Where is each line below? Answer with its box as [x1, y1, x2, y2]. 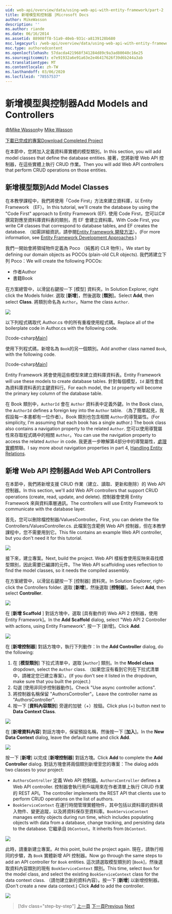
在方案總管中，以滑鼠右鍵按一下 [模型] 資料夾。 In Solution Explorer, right [5, 286, 159, 292]
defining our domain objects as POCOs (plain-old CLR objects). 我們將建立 [5, 251, 162, 258]
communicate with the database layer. [5, 506, 86, 512]
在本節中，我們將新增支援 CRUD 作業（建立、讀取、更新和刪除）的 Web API [5, 481, 165, 487]
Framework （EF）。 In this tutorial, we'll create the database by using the [5, 204, 159, 210]
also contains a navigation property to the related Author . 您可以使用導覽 [5, 426, 158, 432]
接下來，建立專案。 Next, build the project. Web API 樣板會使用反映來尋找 [5, 555, 160, 561]
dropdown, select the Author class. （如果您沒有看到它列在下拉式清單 [12, 666, 160, 672]
